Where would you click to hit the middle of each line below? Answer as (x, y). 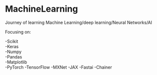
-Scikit (12, 41)
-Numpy (13, 52)
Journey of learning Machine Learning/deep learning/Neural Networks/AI (79, 22)
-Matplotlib (16, 62)
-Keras (12, 46)
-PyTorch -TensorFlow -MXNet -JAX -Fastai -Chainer (59, 67)
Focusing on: (18, 32)
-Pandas (14, 56)
